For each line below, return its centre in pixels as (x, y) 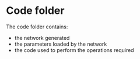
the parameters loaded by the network (61, 44)
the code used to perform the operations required (74, 50)
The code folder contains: (37, 27)
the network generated (42, 38)
